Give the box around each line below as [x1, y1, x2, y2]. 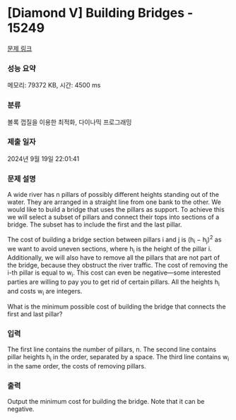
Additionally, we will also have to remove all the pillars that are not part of [7, 253, 220, 262]
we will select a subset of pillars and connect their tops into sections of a [7, 213, 220, 222]
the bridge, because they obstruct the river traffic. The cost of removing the [7, 261, 228, 270]
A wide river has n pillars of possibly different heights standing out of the [7, 191, 219, 199]
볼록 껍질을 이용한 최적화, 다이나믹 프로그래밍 [7, 118, 132, 126]
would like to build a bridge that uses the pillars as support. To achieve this [7, 205, 225, 214]
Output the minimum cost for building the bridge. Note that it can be [7, 397, 205, 406]
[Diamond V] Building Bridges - [7, 5, 194, 21]
